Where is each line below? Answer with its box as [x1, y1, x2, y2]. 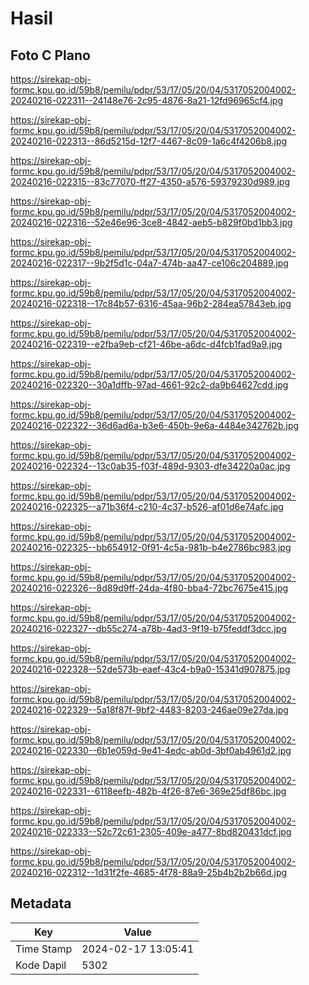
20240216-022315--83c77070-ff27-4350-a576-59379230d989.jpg [10, 176, 291, 187]
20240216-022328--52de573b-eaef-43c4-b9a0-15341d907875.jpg [10, 663, 291, 675]
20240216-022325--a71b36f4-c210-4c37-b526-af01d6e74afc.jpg [10, 501, 284, 512]
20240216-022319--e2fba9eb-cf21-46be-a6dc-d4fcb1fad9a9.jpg [10, 338, 283, 350]
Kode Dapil [15, 958, 67, 972]
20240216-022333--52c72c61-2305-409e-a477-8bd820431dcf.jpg [10, 826, 292, 837]
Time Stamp [15, 942, 73, 956]
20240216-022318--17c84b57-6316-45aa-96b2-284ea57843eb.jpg [10, 298, 292, 309]
